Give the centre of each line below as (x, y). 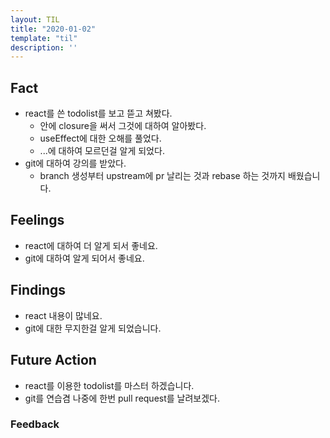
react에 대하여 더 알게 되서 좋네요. (91, 245)
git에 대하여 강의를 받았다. (75, 163)
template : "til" (44, 38)
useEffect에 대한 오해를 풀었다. (100, 138)
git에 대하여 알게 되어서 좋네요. (84, 258)
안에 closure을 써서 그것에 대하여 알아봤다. (123, 126)
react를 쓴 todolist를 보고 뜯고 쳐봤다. (98, 113)
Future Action (53, 360)
